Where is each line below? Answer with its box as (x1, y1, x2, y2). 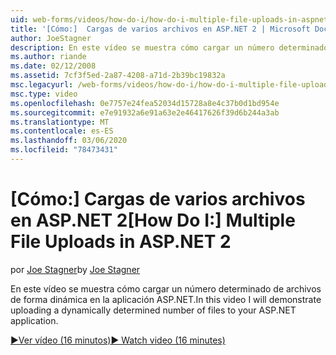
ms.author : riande (10, 52, 87, 62)
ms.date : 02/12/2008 (10, 61, 97, 71)
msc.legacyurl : (10, 80, 74, 90)
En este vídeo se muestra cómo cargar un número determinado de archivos (10, 282, 322, 295)
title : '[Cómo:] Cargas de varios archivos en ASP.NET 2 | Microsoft (10, 24, 311, 34)
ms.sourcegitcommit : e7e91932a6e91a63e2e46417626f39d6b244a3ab (10, 107, 280, 118)
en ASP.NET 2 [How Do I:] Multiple (10, 209, 296, 232)
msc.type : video (10, 89, 78, 99)
